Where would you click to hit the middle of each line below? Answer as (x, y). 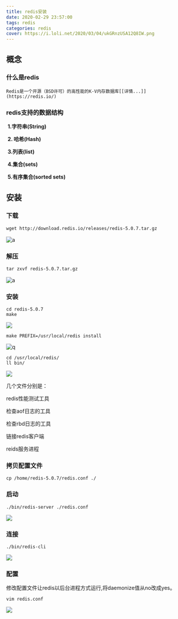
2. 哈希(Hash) (24, 139)
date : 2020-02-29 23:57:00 (39, 17)
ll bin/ (16, 363)
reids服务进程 (23, 449)
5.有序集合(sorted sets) (37, 177)
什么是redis (23, 78)
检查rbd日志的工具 (29, 424)
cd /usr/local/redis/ (33, 358)
